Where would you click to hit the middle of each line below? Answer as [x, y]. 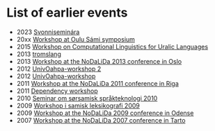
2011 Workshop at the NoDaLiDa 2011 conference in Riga [97, 83]
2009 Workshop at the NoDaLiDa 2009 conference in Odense [105, 113]
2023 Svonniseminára [48, 32]
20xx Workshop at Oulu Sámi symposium [75, 39]
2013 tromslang [39, 54]
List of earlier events [67, 13]
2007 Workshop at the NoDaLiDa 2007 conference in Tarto [101, 120]
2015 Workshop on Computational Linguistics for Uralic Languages [112, 46]
